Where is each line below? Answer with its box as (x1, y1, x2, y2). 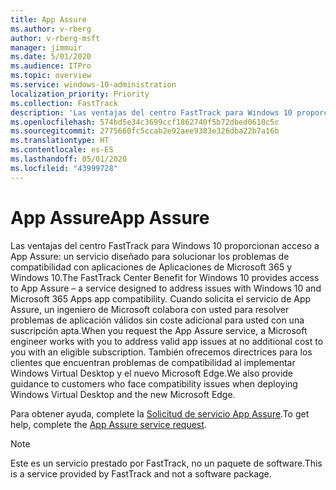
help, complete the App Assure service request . (10, 418, 207, 430)
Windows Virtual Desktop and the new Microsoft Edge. (10, 388, 236, 400)
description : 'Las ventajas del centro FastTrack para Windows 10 (10, 107, 293, 118)
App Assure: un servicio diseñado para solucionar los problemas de (10, 250, 290, 262)
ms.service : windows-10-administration (10, 80, 177, 90)
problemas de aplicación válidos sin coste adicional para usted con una (10, 314, 305, 326)
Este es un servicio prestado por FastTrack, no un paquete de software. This (10, 457, 323, 469)
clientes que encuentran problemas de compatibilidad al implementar (10, 356, 296, 368)
